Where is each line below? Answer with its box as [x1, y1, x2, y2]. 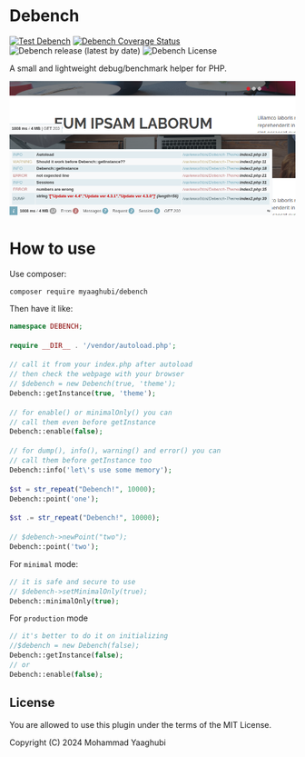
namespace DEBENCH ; [9, 322, 84, 331]
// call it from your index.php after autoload [9, 360, 193, 369]
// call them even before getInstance [9, 417, 156, 427]
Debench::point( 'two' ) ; [9, 542, 100, 551]
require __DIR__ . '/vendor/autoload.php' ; [9, 341, 177, 350]
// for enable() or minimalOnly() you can [9, 408, 172, 417]
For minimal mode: [9, 558, 79, 569]
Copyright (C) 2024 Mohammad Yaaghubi [9, 737, 166, 748]
